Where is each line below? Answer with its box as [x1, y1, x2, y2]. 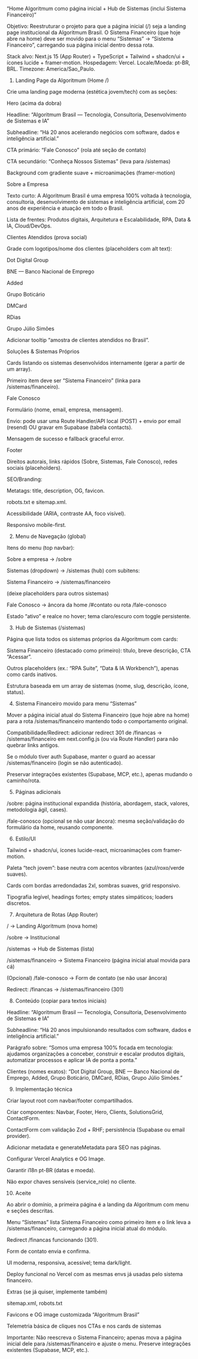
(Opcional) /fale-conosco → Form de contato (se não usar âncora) [6, 975, 167, 981]
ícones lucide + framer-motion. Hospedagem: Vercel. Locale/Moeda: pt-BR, [6, 59, 190, 66]
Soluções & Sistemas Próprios [6, 348, 80, 355]
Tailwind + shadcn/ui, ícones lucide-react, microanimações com [6, 847, 163, 853]
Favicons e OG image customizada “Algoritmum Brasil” [6, 1311, 140, 1318]
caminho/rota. [6, 777, 41, 784]
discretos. [6, 900, 31, 906]
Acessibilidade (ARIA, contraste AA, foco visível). [6, 510, 126, 517]
